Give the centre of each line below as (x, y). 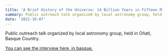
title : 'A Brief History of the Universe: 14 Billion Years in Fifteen (81, 10)
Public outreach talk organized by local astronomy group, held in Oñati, (78, 33)
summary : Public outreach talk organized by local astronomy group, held (84, 14)
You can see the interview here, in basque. (49, 48)
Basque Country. (22, 38)
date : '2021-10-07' (25, 19)
